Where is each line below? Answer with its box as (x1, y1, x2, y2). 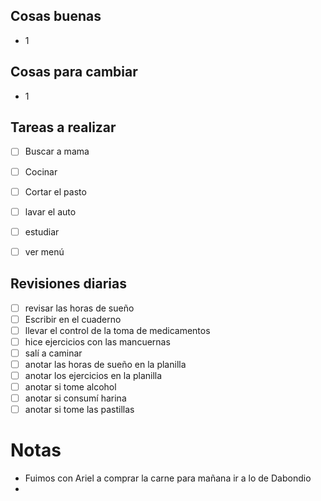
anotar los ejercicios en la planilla (24, 370, 163, 381)
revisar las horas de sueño (24, 302, 135, 314)
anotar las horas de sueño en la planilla (24, 358, 187, 370)
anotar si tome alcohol (24, 381, 117, 393)
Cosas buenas (10, 8, 102, 25)
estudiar (24, 225, 60, 238)
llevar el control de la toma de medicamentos (24, 324, 211, 336)
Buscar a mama (24, 145, 90, 158)
